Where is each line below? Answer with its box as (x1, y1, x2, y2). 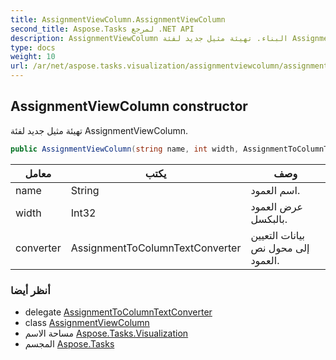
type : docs (10, 42, 56, 53)
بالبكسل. (250, 212, 288, 226)
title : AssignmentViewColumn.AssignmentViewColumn (10, 14, 226, 25)
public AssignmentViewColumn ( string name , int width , (10, 144, 240, 154)
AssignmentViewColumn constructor (10, 98, 248, 115)
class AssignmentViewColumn (24, 316, 150, 328)
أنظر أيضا (10, 283, 51, 297)
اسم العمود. (250, 183, 301, 197)
